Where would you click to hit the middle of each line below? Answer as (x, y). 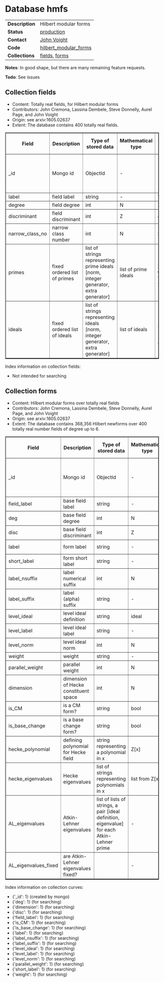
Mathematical (136, 140)
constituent (76, 691)
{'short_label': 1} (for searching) (44, 969)
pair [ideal (108, 811)
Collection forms (31, 391)
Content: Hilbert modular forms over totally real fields (66, 403)
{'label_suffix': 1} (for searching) (44, 943)
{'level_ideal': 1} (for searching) (43, 948)
